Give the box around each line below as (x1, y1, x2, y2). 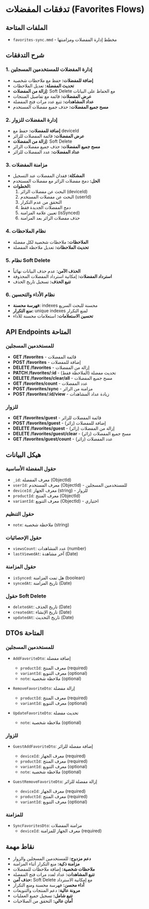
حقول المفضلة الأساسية (5, 465, 57, 472)
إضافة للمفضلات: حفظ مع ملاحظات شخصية (12, 77, 93, 83)
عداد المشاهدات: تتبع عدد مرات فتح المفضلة (12, 98, 94, 104)
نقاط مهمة (5, 842, 34, 851)
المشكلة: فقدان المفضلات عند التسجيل (12, 173, 85, 179)
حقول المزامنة (5, 563, 36, 570)
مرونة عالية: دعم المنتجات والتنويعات (12, 888, 80, 894)
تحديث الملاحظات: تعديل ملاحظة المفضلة (12, 244, 89, 250)
